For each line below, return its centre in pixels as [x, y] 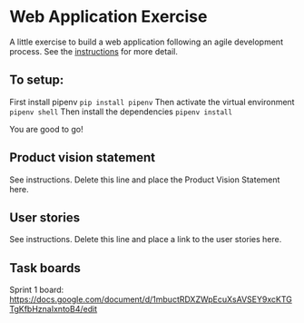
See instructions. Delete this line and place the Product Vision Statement [145, 180]
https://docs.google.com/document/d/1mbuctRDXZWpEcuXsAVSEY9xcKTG [151, 299]
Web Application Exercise [108, 17]
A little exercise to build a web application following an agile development [147, 42]
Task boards [45, 268]
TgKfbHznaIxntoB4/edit [54, 309]
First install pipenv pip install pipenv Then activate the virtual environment [152, 102]
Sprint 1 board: [37, 290]
